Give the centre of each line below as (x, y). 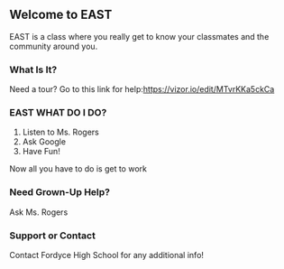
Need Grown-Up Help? (60, 192)
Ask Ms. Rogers (39, 212)
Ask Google (44, 142)
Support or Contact (53, 236)
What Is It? (33, 70)
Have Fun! (41, 152)
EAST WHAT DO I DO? (58, 113)
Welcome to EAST (61, 15)
